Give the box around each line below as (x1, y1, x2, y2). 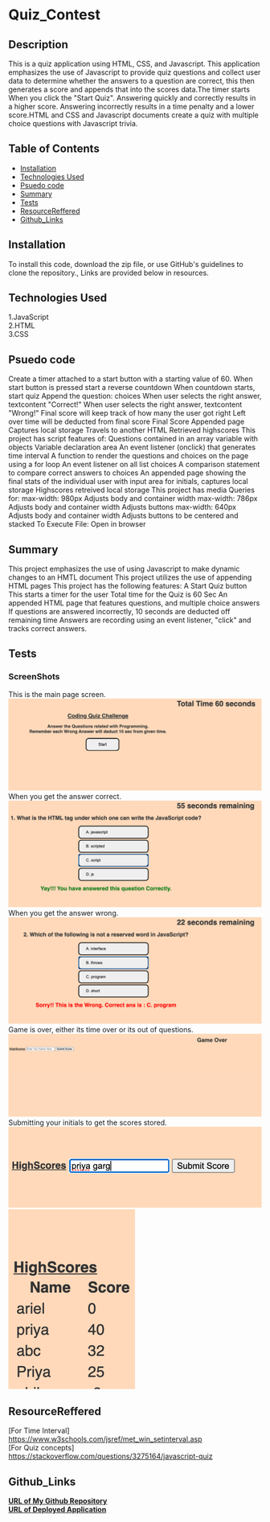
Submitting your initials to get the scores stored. (8, 1118, 167, 1127)
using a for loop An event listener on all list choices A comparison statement (8, 460, 260, 470)
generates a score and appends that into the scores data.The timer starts (8, 84, 251, 94)
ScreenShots (8, 671, 60, 683)
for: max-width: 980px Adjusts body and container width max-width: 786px (8, 494, 258, 503)
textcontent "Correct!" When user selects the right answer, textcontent (8, 400, 243, 409)
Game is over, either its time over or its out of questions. (8, 1024, 194, 1034)
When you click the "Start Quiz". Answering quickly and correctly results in (8, 93, 256, 102)
